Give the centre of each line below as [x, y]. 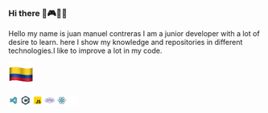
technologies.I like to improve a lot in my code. [85, 50]
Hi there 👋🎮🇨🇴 [38, 13]
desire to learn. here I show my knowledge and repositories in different [126, 42]
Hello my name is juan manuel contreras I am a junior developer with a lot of [134, 34]
